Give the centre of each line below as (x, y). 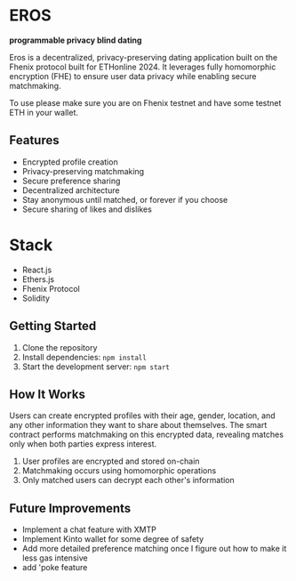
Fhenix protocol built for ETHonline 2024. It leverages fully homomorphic (143, 67)
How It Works (48, 394)
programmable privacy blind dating (76, 40)
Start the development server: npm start (96, 367)
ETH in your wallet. (44, 112)
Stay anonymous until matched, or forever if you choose (125, 199)
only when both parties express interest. (83, 444)
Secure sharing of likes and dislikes (87, 209)
